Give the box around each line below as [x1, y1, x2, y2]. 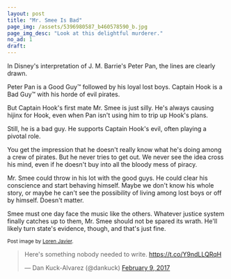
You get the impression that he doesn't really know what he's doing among [7, 146, 222, 153]
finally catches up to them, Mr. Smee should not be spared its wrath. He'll [7, 217, 218, 225]
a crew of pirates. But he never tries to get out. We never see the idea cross [7, 153, 224, 161]
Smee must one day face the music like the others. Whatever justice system [7, 210, 225, 218]
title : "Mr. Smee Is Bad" [7, 17, 82, 24]
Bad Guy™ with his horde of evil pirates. [7, 90, 120, 98]
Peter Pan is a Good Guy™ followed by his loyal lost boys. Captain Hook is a [7, 83, 223, 91]
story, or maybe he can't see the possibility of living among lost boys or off [7, 189, 222, 197]
